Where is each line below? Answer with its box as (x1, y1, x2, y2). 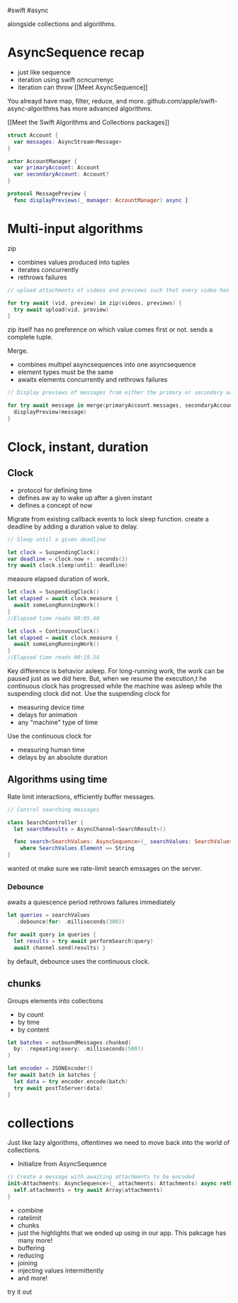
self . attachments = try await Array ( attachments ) (13, 1187, 163, 1194)
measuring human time (17, 745, 85, 754)
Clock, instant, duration (7, 439, 149, 455)
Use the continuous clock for (7, 732, 92, 740)
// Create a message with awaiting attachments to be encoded (7, 1173, 195, 1180)
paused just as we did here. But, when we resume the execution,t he (7, 675, 207, 682)
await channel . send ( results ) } (13, 944, 106, 952)
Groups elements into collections (7, 996, 104, 1005)
